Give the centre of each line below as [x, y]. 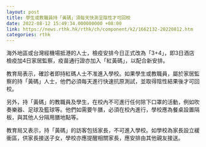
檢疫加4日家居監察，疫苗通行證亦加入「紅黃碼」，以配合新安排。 [87, 61]
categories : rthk [29, 35]
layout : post [23, 12]
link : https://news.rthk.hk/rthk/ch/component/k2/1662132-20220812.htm [100, 29]
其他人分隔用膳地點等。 [52, 118]
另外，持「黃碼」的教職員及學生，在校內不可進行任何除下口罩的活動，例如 [100, 102]
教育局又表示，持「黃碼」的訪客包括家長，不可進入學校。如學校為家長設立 [100, 130]
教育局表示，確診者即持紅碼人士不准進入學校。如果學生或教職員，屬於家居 [100, 73]
